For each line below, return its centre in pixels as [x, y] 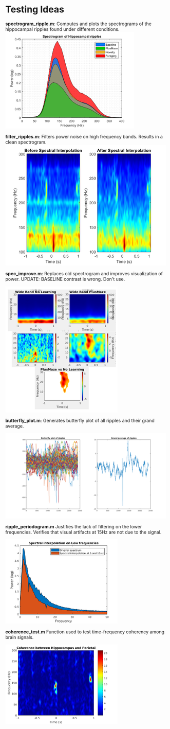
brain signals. [20, 637]
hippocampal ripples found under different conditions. [62, 29]
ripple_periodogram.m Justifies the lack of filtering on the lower [74, 526]
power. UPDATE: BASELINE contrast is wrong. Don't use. [65, 279]
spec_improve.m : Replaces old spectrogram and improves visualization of [84, 273]
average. [15, 426]
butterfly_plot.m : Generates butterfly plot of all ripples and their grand [80, 421]
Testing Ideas [35, 10]
